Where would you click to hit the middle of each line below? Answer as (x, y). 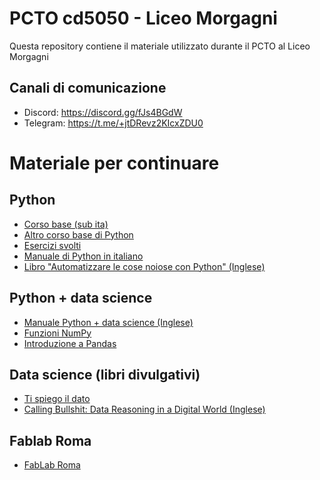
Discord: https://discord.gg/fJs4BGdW (103, 112)
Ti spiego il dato (57, 399)
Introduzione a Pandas (70, 343)
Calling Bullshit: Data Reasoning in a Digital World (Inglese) (144, 409)
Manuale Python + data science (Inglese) (108, 322)
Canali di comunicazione (88, 88)
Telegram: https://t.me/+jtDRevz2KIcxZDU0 (113, 123)
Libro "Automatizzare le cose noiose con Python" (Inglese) (144, 266)
